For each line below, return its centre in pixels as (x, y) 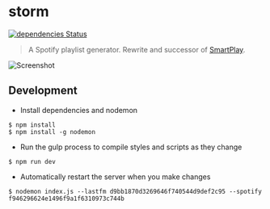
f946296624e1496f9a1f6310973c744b (67, 199)
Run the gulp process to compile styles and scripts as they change (131, 147)
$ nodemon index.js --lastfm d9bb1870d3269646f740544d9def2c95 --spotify (135, 191)
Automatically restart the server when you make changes (115, 177)
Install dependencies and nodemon (79, 110)
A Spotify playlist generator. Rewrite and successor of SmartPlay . (137, 49)
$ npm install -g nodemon (52, 132)
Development (43, 91)
